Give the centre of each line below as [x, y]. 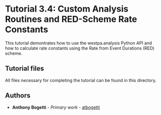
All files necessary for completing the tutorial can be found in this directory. [81, 80]
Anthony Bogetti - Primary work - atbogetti [56, 107]
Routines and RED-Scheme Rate [71, 19]
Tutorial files [25, 69]
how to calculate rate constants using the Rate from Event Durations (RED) [80, 48]
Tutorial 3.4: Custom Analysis [67, 9]
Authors [18, 96]
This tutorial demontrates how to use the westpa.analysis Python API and [79, 43]
